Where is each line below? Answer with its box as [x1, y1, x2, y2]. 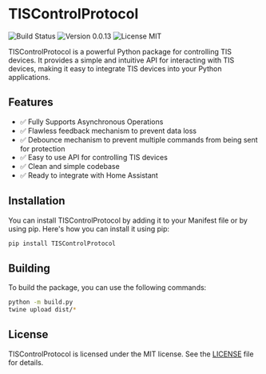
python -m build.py [8, 298, 73, 307]
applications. [8, 72, 50, 82]
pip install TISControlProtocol [8, 239, 116, 247]
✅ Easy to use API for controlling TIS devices [19, 152, 168, 162]
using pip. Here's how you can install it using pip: [8, 223, 170, 233]
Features [8, 95, 54, 109]
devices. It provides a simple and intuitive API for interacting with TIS [8, 55, 235, 65]
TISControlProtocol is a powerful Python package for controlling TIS [8, 46, 232, 56]
